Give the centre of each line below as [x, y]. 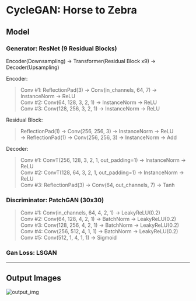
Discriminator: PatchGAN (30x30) [55, 200]
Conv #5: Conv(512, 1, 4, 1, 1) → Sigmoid [69, 238]
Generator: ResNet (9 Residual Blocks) [62, 49]
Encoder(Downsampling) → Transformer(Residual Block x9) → [81, 61]
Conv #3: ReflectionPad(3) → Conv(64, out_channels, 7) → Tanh [97, 185]
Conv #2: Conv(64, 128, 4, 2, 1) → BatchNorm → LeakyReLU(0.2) [98, 219]
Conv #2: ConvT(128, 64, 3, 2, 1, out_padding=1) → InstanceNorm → [102, 172]
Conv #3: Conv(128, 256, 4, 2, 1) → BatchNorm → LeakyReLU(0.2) [100, 225]
